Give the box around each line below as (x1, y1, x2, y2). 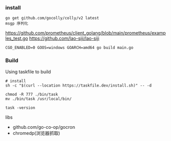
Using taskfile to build (5, 68, 51, 75)
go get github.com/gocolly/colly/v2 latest (5, 16, 100, 21)
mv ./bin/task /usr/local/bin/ (5, 96, 72, 101)
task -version (5, 105, 36, 110)
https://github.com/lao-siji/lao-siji (29, 35, 100, 42)
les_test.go (5, 35, 28, 42)
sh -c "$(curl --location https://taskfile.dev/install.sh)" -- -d (5, 83, 152, 88)
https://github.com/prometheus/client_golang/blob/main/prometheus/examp (5, 30, 166, 36)
